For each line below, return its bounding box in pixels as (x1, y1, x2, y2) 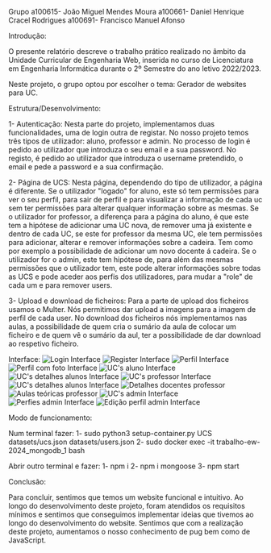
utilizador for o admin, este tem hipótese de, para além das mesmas (8, 255, 234, 264)
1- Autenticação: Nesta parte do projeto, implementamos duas (8, 119, 215, 128)
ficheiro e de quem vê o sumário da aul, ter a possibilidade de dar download (8, 331, 261, 339)
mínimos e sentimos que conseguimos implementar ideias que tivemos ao (8, 509, 254, 519)
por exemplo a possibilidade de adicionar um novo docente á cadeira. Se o (8, 246, 256, 256)
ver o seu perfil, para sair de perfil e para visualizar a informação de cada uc (8, 195, 263, 204)
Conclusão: (8, 477, 47, 486)
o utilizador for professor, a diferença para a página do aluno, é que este (8, 212, 249, 221)
